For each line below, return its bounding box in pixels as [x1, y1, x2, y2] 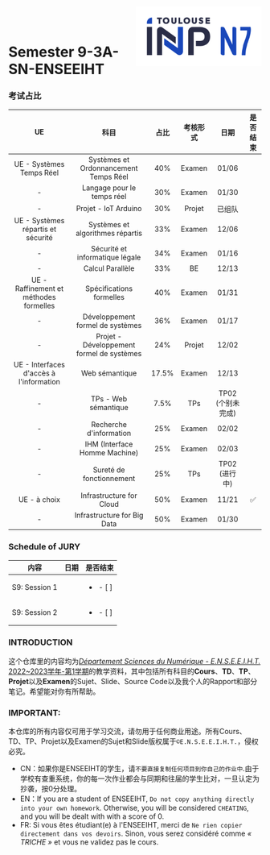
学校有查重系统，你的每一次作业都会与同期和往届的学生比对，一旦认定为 [19, 774, 260, 783]
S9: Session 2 [11, 607, 58, 617]
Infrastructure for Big [74, 510, 144, 520]
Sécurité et [91, 244, 127, 254]
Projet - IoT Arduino [76, 204, 142, 214]
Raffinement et [14, 284, 64, 293]
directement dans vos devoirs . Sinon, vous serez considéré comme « [19, 828, 252, 838]
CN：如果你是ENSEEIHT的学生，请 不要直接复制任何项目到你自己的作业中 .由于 [19, 763, 260, 773]
